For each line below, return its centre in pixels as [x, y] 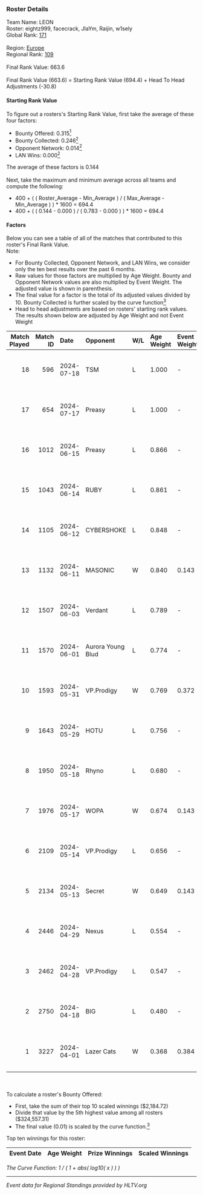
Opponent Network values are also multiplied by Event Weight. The [98, 282]
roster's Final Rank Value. [38, 245]
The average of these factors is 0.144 [53, 167]
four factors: [22, 120]
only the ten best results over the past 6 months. [75, 269]
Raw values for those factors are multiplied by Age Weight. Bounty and [103, 276]
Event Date [25, 1153]
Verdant [97, 610]
